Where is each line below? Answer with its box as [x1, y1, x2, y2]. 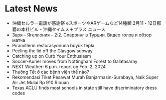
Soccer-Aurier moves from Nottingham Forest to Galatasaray [12, 58, 138, 64]
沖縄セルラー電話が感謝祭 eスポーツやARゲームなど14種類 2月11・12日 [12, 20, 157, 26]
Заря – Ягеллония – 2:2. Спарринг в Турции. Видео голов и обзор [12, 32, 152, 38]
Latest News [5, 3, 58, 14]
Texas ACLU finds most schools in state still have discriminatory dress [12, 85, 157, 91]
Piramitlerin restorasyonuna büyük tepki [12, 42, 95, 48]
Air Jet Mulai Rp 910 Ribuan [12, 79, 69, 85]
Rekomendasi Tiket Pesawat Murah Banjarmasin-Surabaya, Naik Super [12, 74, 158, 80]
